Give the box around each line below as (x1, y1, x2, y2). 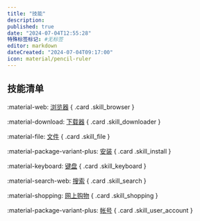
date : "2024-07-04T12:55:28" (7, 29, 92, 37)
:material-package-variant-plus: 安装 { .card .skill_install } (7, 147, 172, 155)
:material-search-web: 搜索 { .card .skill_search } (7, 177, 147, 185)
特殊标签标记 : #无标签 (7, 36, 64, 43)
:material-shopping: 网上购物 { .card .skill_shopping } (7, 191, 158, 199)
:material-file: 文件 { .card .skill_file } (7, 132, 110, 140)
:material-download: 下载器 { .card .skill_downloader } (7, 117, 161, 126)
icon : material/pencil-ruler (7, 56, 92, 63)
